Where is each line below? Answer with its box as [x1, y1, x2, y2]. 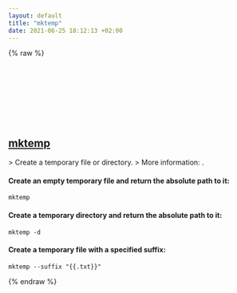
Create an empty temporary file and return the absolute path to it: [8, 176, 230, 185]
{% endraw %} [8, 276, 57, 286]
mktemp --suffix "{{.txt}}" [8, 263, 102, 271]
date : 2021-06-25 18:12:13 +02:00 [8, 26, 124, 34]
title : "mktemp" [8, 19, 62, 27]
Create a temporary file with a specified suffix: [8, 245, 166, 255]
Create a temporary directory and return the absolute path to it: [8, 210, 223, 220]
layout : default [8, 11, 62, 20]
